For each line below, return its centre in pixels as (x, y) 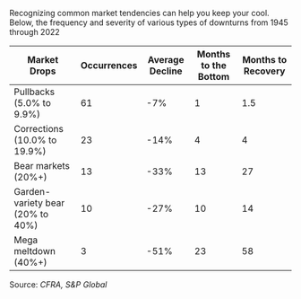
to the (214, 65)
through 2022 (34, 32)
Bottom (214, 77)
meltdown (35, 251)
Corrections (39, 129)
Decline (166, 71)
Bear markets (42, 166)
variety (28, 203)
